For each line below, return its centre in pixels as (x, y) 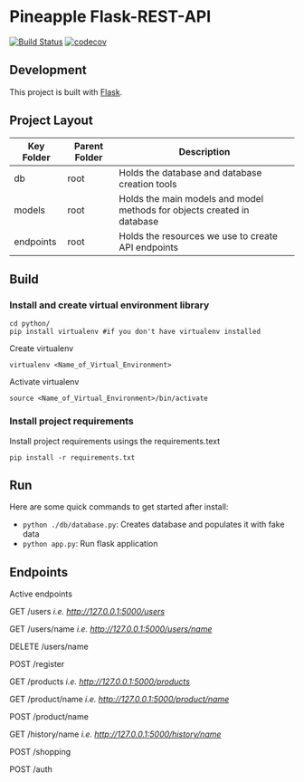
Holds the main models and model (191, 198)
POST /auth (31, 769)
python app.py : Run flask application (90, 544)
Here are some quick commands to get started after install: (119, 507)
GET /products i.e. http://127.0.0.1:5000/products (100, 682)
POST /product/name (49, 717)
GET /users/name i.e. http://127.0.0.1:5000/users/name (111, 629)
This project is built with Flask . (66, 91)
